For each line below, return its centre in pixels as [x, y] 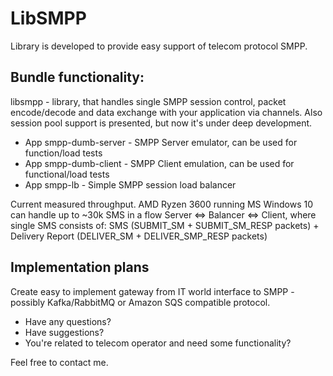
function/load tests [63, 153]
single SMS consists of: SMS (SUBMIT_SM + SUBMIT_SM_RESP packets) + [165, 225]
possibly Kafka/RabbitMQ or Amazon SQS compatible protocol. [140, 302]
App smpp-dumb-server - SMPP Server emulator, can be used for [161, 142]
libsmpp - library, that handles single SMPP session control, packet [148, 101]
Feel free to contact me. [59, 362]
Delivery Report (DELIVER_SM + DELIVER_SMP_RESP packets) [139, 236]
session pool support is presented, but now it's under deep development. [161, 123]
